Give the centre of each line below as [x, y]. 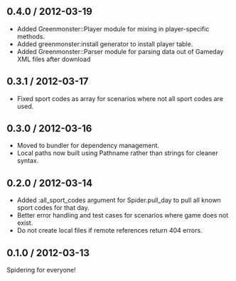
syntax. [28, 161]
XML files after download [54, 59]
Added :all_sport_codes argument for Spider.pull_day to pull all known [119, 200]
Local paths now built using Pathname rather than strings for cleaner [117, 153]
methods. [31, 36]
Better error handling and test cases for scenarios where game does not [123, 216]
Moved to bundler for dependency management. [88, 146]
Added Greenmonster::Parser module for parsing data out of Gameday [120, 51]
